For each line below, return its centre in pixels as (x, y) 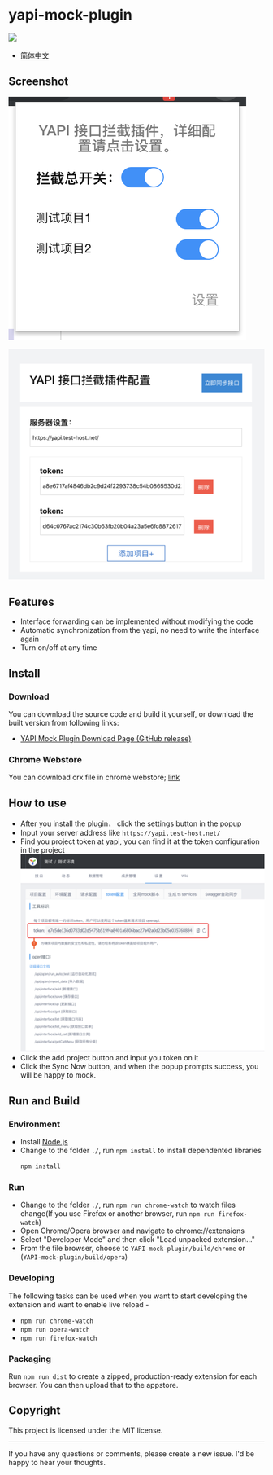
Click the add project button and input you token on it (109, 1058)
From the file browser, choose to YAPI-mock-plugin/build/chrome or (132, 1249)
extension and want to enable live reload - (79, 1304)
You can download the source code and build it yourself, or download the (131, 714)
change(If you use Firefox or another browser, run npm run (117, 1214)
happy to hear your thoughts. (57, 1462)
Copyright (35, 1411)
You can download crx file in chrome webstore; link (94, 777)
